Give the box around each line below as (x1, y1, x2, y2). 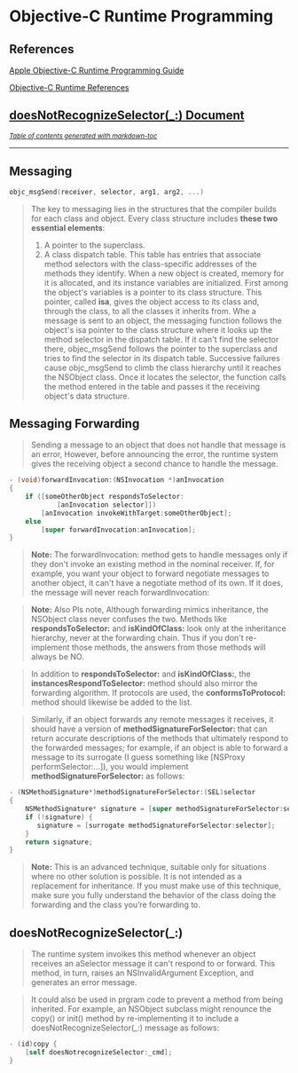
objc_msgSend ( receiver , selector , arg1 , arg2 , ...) (9, 187, 204, 196)
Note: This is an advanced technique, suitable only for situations (30, 862, 267, 872)
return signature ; (25, 837, 93, 847)
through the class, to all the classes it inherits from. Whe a (43, 305, 257, 316)
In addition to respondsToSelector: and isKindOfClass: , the (30, 668, 251, 680)
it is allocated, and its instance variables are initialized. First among (43, 277, 289, 288)
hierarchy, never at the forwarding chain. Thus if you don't (30, 633, 244, 643)
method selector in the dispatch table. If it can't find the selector (43, 334, 279, 344)
